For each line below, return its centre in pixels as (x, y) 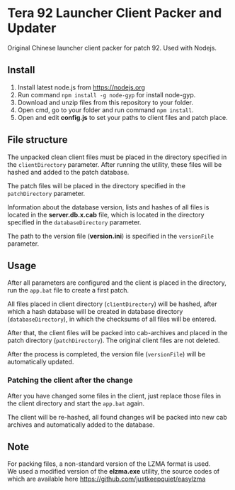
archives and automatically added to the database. (81, 425)
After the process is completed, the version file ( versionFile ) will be (107, 354)
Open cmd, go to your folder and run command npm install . (105, 110)
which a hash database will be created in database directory (95, 312)
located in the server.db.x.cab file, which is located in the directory (106, 214)
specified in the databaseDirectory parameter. (74, 222)
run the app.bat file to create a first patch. (68, 290)
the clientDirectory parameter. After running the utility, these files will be (115, 164)
